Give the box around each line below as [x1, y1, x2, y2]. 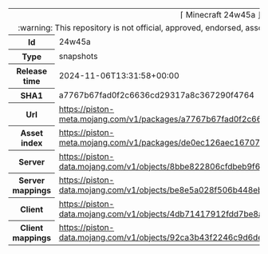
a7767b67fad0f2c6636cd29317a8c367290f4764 [58, 89, 255, 101]
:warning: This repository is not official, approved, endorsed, [18, 22, 243, 33]
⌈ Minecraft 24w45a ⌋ [180, 10, 261, 20]
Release [15, 65, 48, 77]
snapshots [58, 51, 98, 62]
